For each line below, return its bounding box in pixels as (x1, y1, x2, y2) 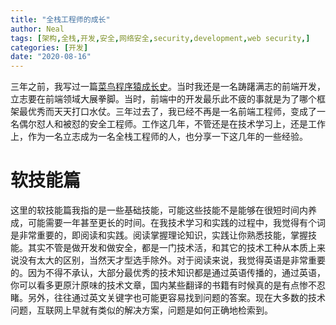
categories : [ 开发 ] (10, 42, 89, 53)
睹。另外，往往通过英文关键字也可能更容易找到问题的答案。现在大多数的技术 (10, 292, 326, 304)
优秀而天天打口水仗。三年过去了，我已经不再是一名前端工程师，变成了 (27, 106, 317, 118)
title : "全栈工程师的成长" (10, 14, 111, 25)
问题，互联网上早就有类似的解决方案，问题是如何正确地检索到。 (10, 304, 273, 316)
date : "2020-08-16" (10, 52, 92, 62)
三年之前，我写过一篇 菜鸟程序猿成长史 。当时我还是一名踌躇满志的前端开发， (10, 81, 326, 93)
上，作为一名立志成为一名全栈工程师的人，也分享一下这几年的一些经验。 (10, 131, 308, 143)
